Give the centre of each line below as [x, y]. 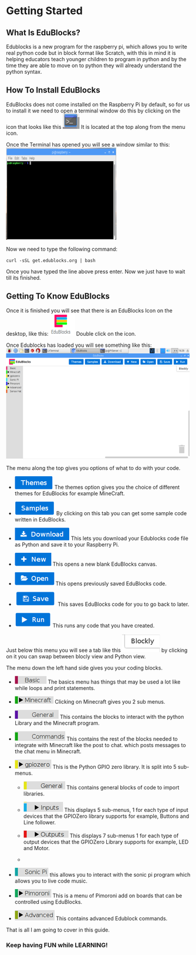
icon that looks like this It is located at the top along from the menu [96, 127]
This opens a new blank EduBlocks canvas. [105, 564]
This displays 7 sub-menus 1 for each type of [124, 835]
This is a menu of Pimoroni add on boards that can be [117, 896]
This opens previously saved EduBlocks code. [111, 583]
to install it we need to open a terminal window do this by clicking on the [93, 111]
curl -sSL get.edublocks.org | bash [51, 260]
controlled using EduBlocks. [48, 901]
